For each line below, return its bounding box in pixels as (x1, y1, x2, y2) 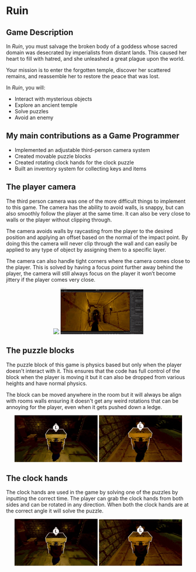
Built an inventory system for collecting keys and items (14, 165, 147, 172)
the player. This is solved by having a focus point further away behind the (6, 264, 183, 271)
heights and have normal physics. (6, 380, 88, 387)
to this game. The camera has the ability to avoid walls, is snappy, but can (6, 203, 184, 211)
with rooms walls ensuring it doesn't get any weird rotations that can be (6, 397, 178, 404)
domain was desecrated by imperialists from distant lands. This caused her (6, 49, 187, 56)
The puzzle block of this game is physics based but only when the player (6, 361, 183, 368)
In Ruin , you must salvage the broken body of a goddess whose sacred (6, 43, 177, 50)
